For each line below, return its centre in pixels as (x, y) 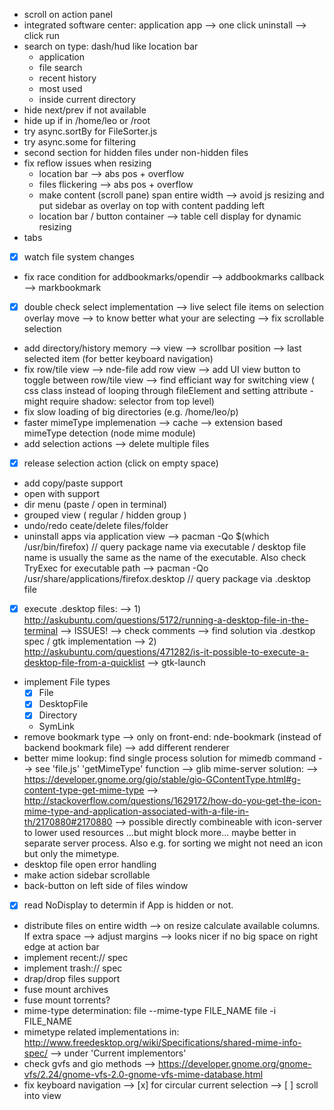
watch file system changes (79, 257)
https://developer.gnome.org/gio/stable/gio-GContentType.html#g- (162, 780)
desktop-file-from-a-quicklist (84, 663)
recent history (67, 78)
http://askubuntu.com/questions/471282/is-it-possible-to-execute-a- (166, 652)
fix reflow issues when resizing (87, 163)
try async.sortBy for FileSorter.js (90, 131)
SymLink (56, 726)
